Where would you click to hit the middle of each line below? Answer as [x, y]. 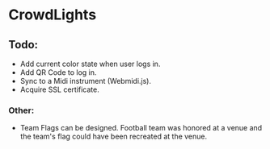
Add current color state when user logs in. [90, 64]
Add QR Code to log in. [58, 72]
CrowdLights [53, 15]
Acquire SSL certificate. [59, 89]
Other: [21, 110]
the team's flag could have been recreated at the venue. [114, 137]
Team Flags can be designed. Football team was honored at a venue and [141, 128]
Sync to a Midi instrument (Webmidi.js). [86, 81]
